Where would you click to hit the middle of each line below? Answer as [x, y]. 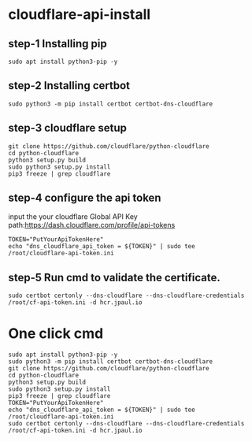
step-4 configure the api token [85, 198]
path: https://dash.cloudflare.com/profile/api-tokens [92, 225]
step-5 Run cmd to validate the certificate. [114, 277]
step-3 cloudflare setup [68, 128]
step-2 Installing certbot [69, 85]
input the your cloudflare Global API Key [73, 217]
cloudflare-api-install [80, 15]
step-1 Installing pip [58, 44]
